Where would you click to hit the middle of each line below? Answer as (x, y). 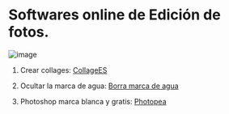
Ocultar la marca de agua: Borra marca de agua (100, 86)
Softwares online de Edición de (114, 15)
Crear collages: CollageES (64, 70)
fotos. (29, 32)
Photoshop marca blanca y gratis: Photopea (93, 101)
